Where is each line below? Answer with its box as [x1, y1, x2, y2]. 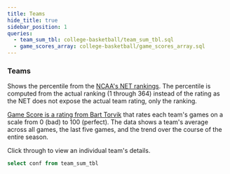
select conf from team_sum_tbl [7, 160, 99, 167]
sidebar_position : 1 [7, 23, 68, 30]
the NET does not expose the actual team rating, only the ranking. [7, 97, 198, 105]
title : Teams [7, 10, 46, 18]
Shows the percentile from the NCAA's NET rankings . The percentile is [7, 82, 211, 91]
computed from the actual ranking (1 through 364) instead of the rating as [7, 89, 220, 98]
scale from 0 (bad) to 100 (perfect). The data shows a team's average [7, 118, 209, 126]
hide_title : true [7, 17, 58, 24]
